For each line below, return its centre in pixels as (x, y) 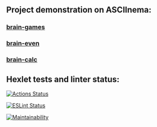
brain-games (26, 27)
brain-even (23, 44)
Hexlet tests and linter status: (63, 79)
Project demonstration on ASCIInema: (79, 10)
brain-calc (22, 60)
